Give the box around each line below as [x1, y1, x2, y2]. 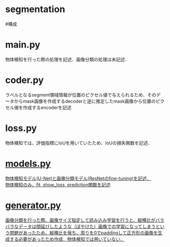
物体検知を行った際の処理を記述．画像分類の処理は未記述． [5, 56, 130, 62]
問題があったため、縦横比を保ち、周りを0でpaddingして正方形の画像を [9, 229, 158, 236]
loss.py [5, 122, 37, 134]
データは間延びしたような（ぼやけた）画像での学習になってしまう [18, 223, 156, 229]
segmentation [5, 4, 65, 15]
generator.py [5, 199, 61, 211]
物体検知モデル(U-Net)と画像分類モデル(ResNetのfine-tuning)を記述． [5, 175, 152, 181]
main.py [5, 39, 40, 51]
